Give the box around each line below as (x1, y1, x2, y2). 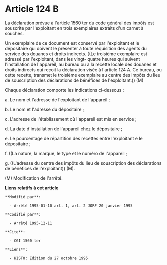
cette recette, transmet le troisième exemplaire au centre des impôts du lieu (5, 72, 161, 78)
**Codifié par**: (5, 212, 41, 217)
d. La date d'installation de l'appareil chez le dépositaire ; (5, 126, 123, 132)
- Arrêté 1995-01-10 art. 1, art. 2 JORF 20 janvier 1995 (9, 203, 133, 208)
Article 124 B (5, 3, 59, 15)
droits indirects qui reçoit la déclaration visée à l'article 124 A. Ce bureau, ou (5, 66, 162, 73)
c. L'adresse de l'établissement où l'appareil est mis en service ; (5, 116, 137, 122)
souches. (5, 30, 24, 36)
